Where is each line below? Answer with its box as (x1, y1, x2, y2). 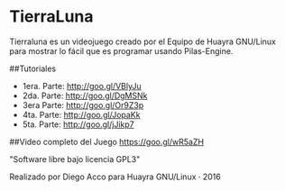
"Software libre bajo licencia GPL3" (9, 153, 141, 164)
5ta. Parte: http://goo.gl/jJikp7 (22, 119, 134, 130)
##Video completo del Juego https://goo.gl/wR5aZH (9, 136, 205, 147)
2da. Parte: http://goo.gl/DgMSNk (22, 90, 148, 101)
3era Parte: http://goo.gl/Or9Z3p (22, 99, 144, 110)
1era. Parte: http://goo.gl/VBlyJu (22, 80, 142, 91)
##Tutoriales (9, 63, 57, 74)
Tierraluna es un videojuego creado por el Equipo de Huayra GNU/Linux (9, 36, 277, 47)
